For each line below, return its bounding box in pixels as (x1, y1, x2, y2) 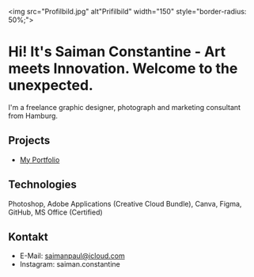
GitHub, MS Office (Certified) (8, 207, 103, 217)
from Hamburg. (8, 111, 58, 120)
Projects (8, 134, 51, 147)
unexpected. (8, 77, 93, 94)
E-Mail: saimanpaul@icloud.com (19, 251, 125, 260)
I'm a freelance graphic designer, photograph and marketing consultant (8, 102, 241, 112)
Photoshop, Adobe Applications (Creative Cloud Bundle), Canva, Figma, (8, 199, 242, 208)
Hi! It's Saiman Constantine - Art (8, 43, 226, 61)
